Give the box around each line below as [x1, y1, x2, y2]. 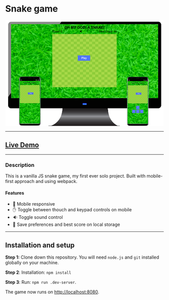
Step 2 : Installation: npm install [5, 269, 71, 275]
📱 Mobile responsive [12, 201, 55, 207]
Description [5, 161, 35, 168]
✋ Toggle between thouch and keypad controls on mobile [12, 207, 132, 213]
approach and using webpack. [14, 178, 78, 185]
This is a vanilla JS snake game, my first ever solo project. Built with [5, 173, 146, 179]
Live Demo [5, 141, 39, 149]
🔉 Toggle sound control [12, 214, 63, 220]
